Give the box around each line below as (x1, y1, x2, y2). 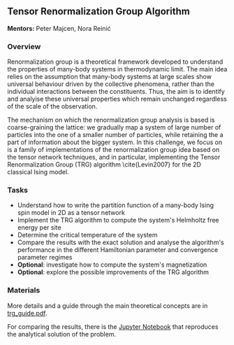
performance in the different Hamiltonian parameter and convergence (17, 246, 219, 254)
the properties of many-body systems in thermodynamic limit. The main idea (7, 65, 228, 73)
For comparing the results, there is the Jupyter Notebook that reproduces (7, 322, 219, 331)
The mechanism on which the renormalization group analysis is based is (7, 115, 215, 125)
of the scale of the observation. (7, 102, 98, 111)
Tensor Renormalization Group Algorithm (7, 6, 190, 17)
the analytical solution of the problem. (7, 330, 117, 338)
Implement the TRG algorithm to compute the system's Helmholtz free (17, 216, 219, 225)
